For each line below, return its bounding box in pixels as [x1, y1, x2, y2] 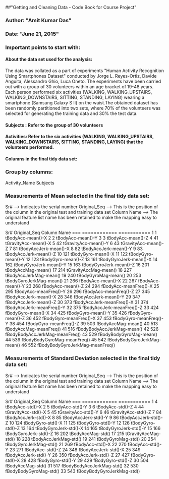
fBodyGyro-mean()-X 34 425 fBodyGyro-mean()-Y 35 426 [5, 310, 127, 316]
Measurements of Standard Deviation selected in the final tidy [5, 355, 160, 362]
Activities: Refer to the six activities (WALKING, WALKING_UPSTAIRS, [5, 134, 154, 140]
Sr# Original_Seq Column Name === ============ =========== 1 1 [5, 229, 157, 236]
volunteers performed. [5, 144, 54, 150]
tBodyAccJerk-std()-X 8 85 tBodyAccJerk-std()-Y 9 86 [5, 414, 119, 421]
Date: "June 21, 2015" [5, 30, 59, 37]
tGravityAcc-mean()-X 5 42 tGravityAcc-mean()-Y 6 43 [5, 241, 120, 247]
